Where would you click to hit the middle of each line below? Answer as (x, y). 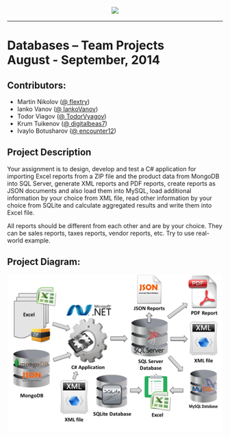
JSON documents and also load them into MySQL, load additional (99, 190)
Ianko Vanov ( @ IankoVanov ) (57, 109)
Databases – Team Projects (86, 46)
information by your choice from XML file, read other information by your (110, 198)
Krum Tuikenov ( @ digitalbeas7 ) (62, 124)
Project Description (49, 152)
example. (37, 240)
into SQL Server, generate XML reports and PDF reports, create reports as (111, 183)
